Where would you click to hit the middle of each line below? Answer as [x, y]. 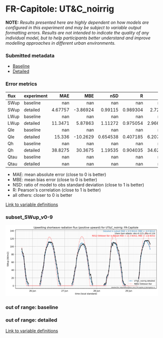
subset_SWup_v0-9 [29, 217]
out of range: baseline [32, 307]
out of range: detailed [31, 320]
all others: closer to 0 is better [42, 195]
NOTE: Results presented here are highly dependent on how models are [77, 22]
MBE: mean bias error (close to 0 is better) [55, 180]
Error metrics [22, 84]
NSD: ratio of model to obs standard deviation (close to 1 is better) [78, 185]
